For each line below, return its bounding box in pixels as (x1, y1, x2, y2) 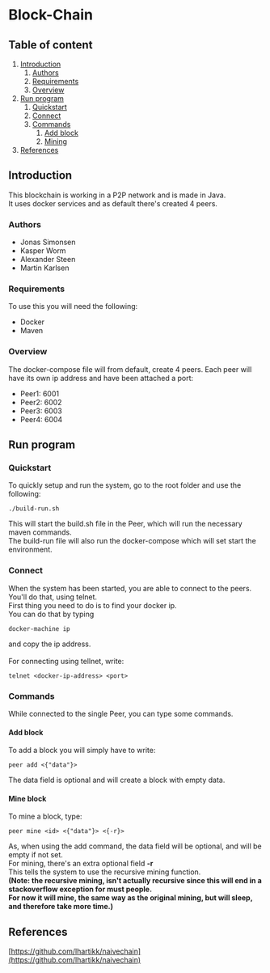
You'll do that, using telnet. (8, 592, 98, 602)
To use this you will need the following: (8, 302, 138, 311)
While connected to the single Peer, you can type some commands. (8, 709, 234, 718)
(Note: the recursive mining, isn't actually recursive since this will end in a (8, 876, 263, 886)
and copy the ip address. (8, 639, 91, 649)
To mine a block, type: (8, 811, 82, 822)
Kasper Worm (19, 246, 66, 256)
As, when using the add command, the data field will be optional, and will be (8, 841, 262, 851)
